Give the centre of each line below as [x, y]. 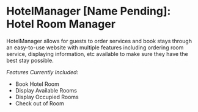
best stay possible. [30, 60]
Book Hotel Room [37, 84]
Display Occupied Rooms [47, 97]
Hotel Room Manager [61, 24]
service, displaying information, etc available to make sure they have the [97, 54]
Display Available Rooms [46, 90]
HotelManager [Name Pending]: [89, 11]
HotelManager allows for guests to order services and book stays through [99, 41]
